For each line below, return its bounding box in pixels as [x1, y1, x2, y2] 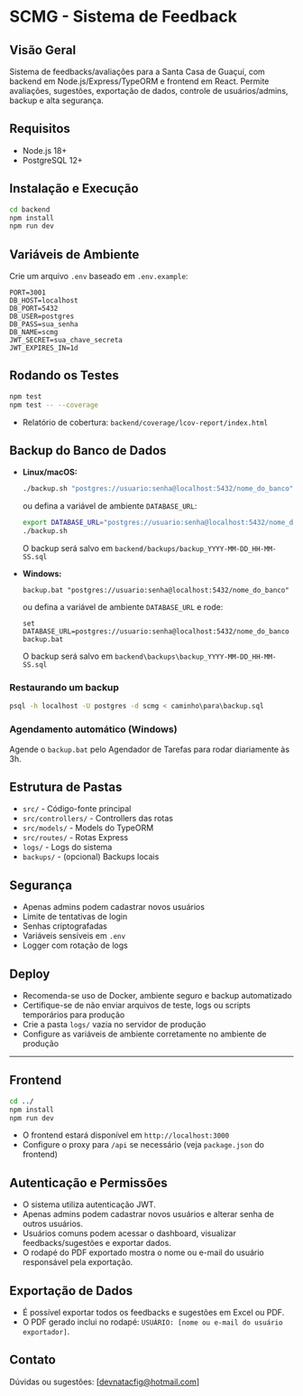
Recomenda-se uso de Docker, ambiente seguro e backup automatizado [22, 989, 292, 1000]
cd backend [9, 205, 50, 214]
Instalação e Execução [9, 181, 139, 196]
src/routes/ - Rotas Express [22, 832, 129, 843]
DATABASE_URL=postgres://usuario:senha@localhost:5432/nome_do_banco [22, 627, 290, 636]
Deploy [9, 966, 50, 981]
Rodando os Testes [9, 368, 120, 383]
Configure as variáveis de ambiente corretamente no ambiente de [22, 1028, 268, 1039]
